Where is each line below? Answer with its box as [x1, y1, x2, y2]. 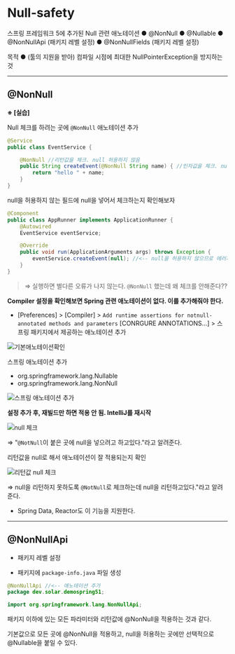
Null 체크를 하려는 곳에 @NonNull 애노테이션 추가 [7, 123, 138, 131]
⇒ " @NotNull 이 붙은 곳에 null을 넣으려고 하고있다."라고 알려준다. [7, 438, 183, 447]
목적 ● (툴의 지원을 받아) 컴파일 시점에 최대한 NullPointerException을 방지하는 [7, 53, 223, 61]
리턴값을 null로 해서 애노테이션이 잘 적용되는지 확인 [7, 453, 147, 461]
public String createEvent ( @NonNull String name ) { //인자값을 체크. [20, 163, 218, 170]
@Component [7, 210, 39, 217]
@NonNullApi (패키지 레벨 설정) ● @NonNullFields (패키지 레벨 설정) [7, 37, 199, 46]
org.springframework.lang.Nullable [17, 372, 118, 380]
